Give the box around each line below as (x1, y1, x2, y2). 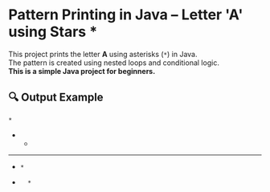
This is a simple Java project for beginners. (8, 66, 156, 76)
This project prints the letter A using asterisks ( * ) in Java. (8, 49, 198, 59)
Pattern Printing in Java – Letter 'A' (8, 6, 243, 24)
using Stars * (8, 22, 98, 41)
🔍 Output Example (8, 91, 104, 104)
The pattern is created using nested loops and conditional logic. (8, 58, 219, 67)
